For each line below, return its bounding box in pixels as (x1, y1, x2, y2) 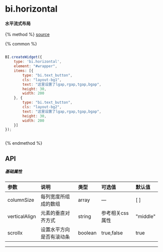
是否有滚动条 (40, 233, 70, 240)
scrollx (7, 229, 23, 236)
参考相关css (101, 210, 129, 216)
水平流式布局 (5, 20, 31, 26)
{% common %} (5, 41, 37, 47)
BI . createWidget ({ (5, 55, 42, 59)
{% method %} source (5, 32, 50, 38)
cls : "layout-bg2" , (22, 105, 62, 110)
